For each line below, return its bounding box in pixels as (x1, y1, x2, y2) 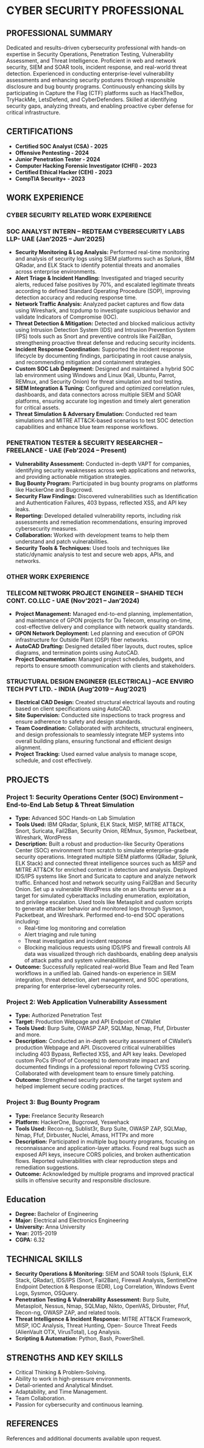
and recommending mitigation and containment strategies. (15, 359, 163, 366)
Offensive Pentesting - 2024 (15, 149, 90, 156)
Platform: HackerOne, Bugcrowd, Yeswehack (15, 1118, 130, 1126)
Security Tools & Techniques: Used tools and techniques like (15, 544, 170, 551)
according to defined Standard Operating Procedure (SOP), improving (15, 288, 191, 295)
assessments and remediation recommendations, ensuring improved (15, 518, 188, 526)
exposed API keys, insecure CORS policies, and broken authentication (15, 1151, 191, 1158)
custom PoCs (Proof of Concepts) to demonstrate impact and (15, 1057, 169, 1064)
